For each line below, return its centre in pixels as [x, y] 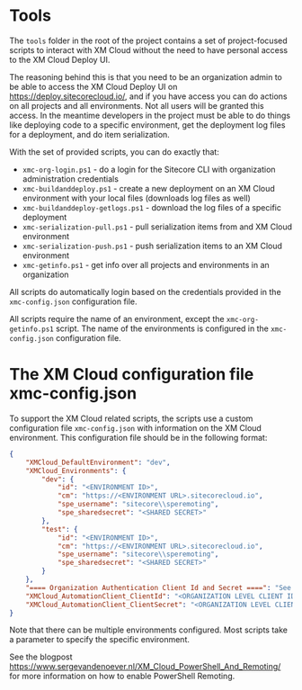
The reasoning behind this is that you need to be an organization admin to [146, 76]
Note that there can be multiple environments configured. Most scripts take [148, 630]
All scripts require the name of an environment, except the [117, 318]
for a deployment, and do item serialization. [90, 134]
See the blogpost [41, 657]
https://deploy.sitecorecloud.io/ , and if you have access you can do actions [148, 96]
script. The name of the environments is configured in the [162, 328]
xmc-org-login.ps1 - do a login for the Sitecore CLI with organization [149, 169]
